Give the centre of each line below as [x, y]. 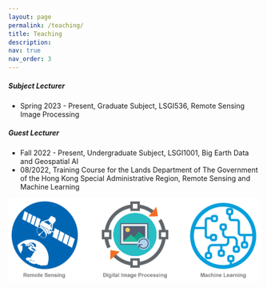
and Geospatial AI [49, 161]
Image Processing [50, 114]
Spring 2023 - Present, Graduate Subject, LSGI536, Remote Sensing [132, 106]
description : [30, 42]
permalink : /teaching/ [46, 25]
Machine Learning [50, 186]
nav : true [25, 51]
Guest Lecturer [34, 133]
